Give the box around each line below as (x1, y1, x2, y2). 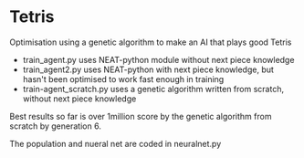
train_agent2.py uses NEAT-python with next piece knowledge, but (22, 64, 274, 75)
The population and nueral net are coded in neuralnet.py (9, 138, 222, 149)
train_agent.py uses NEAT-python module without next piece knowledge (22, 54, 295, 65)
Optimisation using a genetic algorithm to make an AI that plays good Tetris (9, 37, 292, 47)
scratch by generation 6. (9, 121, 102, 132)
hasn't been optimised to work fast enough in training (22, 73, 225, 84)
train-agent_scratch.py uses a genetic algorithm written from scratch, (22, 83, 285, 94)
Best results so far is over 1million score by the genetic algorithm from (9, 111, 272, 121)
